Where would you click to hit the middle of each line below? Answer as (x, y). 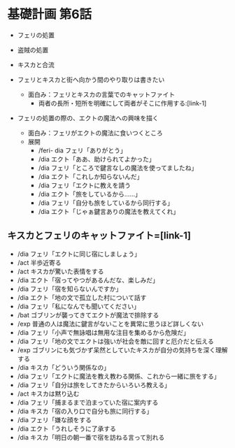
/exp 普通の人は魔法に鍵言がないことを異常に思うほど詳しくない (111, 324)
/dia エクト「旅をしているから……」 (90, 194)
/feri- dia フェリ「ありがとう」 (83, 150)
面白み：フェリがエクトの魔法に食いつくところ (95, 133)
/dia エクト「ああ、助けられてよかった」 (97, 159)
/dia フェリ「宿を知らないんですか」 (70, 289)
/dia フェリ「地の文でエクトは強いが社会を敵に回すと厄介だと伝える (116, 341)
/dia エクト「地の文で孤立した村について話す (82, 297)
